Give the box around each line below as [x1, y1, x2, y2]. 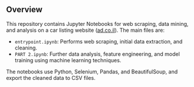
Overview [6, 5, 43, 15]
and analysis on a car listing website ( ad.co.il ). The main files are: [6, 26, 165, 34]
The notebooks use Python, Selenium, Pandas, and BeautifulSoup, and [6, 68, 178, 75]
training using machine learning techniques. [14, 56, 121, 63]
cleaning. [14, 44, 37, 51]
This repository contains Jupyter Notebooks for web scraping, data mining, [6, 20, 189, 27]
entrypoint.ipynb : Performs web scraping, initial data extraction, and [14, 38, 183, 45]
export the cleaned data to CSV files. [6, 74, 96, 81]
